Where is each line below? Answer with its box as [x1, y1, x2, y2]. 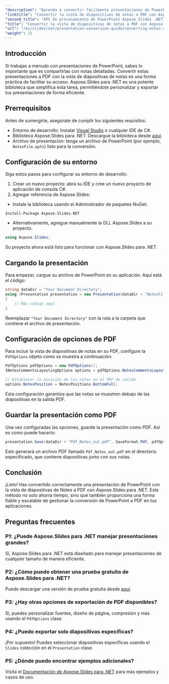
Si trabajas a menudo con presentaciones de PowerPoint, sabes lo [5, 62, 143, 68]
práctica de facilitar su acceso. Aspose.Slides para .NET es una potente [5, 79, 154, 85]
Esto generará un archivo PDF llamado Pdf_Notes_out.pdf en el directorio [5, 448, 157, 454]
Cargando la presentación [5, 259, 89, 267]
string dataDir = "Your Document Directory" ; [5, 287, 102, 292]
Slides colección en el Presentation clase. [5, 645, 94, 651]
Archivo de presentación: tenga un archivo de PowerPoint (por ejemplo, [12, 138, 161, 144]
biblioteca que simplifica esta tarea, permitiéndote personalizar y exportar [5, 84, 158, 90]
